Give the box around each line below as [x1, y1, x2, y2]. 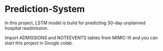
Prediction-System [4, 3, 85, 15]
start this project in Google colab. [4, 40, 73, 46]
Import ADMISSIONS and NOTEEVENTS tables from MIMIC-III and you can [4, 35, 158, 41]
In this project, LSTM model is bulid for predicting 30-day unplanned [4, 20, 146, 26]
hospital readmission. [4, 25, 49, 31]
